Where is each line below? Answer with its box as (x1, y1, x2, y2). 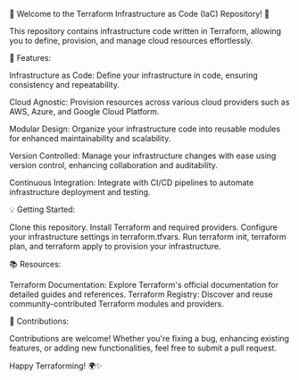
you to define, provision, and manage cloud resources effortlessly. (9, 36, 253, 46)
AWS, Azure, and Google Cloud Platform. (9, 106, 160, 116)
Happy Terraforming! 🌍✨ (9, 360, 103, 371)
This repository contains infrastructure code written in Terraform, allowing (9, 26, 282, 36)
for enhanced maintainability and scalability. (9, 133, 171, 143)
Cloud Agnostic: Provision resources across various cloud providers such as (9, 97, 290, 107)
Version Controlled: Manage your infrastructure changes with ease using (9, 150, 277, 161)
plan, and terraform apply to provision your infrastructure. (9, 241, 221, 251)
